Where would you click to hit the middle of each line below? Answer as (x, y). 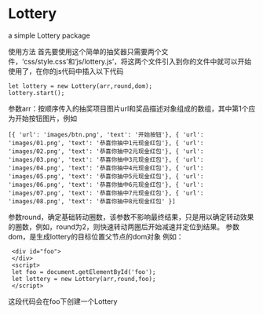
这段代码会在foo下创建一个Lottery (63, 301)
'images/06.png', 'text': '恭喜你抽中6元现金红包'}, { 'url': (106, 184)
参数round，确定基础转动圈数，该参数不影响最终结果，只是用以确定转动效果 (131, 217)
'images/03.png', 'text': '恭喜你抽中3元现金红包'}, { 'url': (106, 159)
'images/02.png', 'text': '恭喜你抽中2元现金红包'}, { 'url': (106, 151)
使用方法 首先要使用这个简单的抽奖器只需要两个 (85, 51)
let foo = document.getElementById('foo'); (84, 272)
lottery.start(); (37, 93)
